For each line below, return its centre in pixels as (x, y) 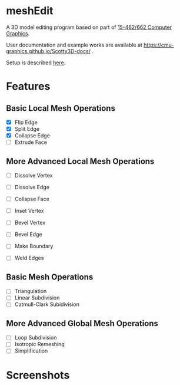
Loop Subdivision (36, 338)
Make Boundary (34, 246)
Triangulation (31, 291)
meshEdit (30, 11)
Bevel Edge (28, 235)
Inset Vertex (29, 211)
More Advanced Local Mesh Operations (80, 161)
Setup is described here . (36, 62)
